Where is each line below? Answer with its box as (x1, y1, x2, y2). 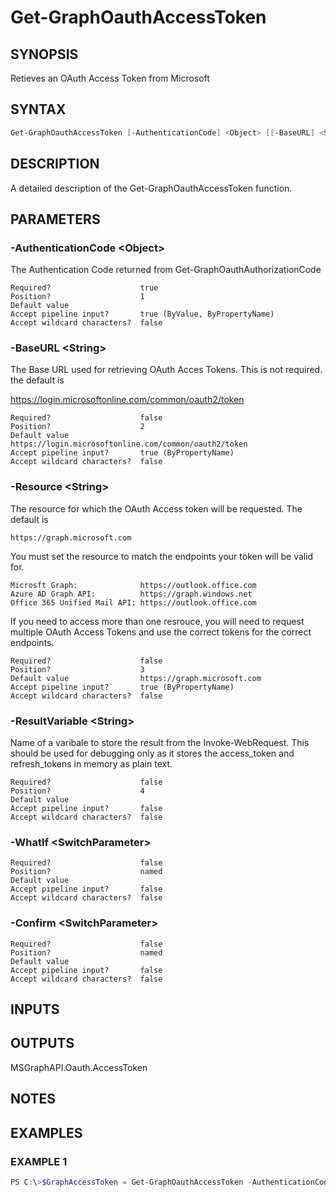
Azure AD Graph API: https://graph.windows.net (10, 589, 253, 599)
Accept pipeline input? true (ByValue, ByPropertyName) (10, 309, 275, 320)
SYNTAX (10, 101, 67, 118)
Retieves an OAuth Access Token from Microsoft (10, 72, 210, 84)
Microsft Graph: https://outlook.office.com (10, 580, 257, 590)
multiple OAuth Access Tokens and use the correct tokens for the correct (10, 626, 312, 638)
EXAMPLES (10, 1124, 83, 1141)
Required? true (10, 283, 159, 293)
